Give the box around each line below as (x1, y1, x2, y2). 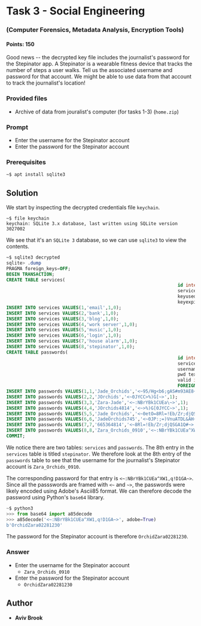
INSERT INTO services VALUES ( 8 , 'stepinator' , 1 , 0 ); (6, 344, 135, 350)
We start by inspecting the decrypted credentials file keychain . (6, 204, 160, 211)
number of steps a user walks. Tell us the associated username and (6, 67, 173, 74)
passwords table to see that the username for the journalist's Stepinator (6, 456, 181, 463)
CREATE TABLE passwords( (6, 349, 68, 355)
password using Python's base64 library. (6, 493, 105, 501)
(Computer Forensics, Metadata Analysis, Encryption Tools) (6, 26, 184, 34)
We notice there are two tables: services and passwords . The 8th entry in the (6, 444, 194, 451)
